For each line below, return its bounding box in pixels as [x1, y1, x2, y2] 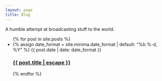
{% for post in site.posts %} [12, 36, 71, 42]
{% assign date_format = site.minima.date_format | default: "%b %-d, [12, 41, 157, 47]
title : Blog [5, 12, 30, 17]
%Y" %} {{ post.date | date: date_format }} [12, 47, 102, 53]
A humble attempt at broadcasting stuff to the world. [5, 26, 115, 32]
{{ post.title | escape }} [12, 59, 71, 66]
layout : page [5, 7, 33, 13]
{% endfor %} [12, 70, 42, 76]
